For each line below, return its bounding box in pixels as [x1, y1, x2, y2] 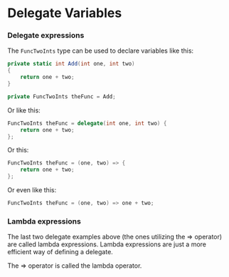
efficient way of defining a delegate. [7, 248, 114, 256]
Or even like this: [7, 186, 57, 194]
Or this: [7, 146, 29, 155]
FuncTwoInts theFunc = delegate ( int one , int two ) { [7, 120, 167, 127]
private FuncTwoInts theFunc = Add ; [7, 93, 116, 100]
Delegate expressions [7, 31, 85, 41]
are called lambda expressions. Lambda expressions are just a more [7, 240, 207, 249]
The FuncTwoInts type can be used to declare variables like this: [7, 46, 194, 55]
